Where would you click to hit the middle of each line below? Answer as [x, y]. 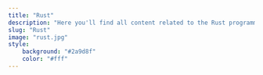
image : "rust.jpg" [38, 37]
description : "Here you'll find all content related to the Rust [117, 23]
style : [19, 45]
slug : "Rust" [29, 30]
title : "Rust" [31, 15]
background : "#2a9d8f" [59, 52]
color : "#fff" [45, 59]
